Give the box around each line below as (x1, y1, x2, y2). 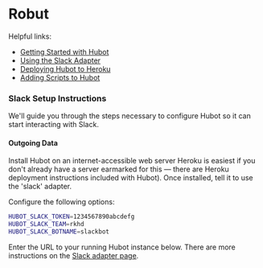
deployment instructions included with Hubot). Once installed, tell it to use (8, 173, 253, 183)
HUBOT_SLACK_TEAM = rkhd (8, 221, 84, 229)
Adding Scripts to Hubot (19, 72, 101, 82)
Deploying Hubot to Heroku (19, 64, 111, 73)
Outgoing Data (8, 138, 59, 147)
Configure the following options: (8, 197, 115, 207)
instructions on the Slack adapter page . (8, 251, 139, 261)
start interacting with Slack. (8, 120, 99, 130)
